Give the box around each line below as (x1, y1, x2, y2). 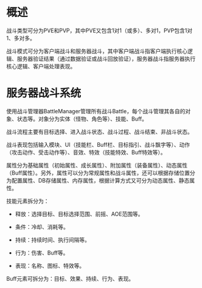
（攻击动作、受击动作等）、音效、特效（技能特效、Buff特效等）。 (6, 149, 166, 156)
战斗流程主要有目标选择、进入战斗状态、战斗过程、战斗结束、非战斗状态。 (6, 128, 193, 135)
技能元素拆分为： (6, 197, 49, 205)
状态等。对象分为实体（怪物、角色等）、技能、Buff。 (16, 115, 148, 122)
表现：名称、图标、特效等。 (15, 262, 85, 269)
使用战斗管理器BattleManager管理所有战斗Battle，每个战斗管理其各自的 (6, 107, 186, 114)
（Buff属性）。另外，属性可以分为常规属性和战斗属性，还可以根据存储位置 (6, 169, 190, 177)
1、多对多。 (6, 34, 35, 41)
